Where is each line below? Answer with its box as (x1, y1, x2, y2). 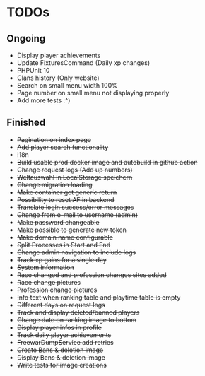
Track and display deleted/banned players (16, 308, 140, 317)
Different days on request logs (16, 300, 105, 309)
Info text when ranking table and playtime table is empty (16, 293, 181, 301)
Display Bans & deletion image (16, 353, 105, 361)
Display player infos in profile (16, 323, 102, 331)
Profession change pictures (16, 286, 98, 294)
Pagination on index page (16, 135, 91, 143)
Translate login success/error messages (16, 203, 134, 211)
